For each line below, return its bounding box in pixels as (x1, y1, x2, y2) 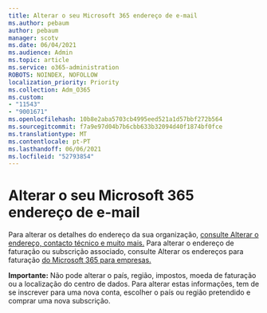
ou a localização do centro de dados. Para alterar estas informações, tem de (8, 280, 260, 289)
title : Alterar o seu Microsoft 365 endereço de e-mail (8, 11, 198, 20)
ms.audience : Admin (8, 49, 73, 57)
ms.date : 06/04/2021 (8, 41, 77, 49)
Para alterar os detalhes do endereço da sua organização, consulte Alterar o (8, 230, 259, 240)
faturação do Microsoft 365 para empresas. (8, 256, 151, 265)
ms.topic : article (8, 57, 69, 65)
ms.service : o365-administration (8, 64, 120, 72)
